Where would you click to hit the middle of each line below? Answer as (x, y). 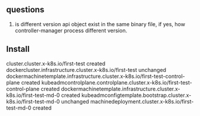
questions (25, 10)
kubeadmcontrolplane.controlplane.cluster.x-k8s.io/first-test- (117, 82)
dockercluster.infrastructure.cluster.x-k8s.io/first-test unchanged (86, 70)
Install (18, 49)
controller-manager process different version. (71, 30)
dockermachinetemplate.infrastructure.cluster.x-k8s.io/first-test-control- (96, 76)
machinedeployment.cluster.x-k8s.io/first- (142, 101)
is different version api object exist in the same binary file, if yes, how (100, 24)
